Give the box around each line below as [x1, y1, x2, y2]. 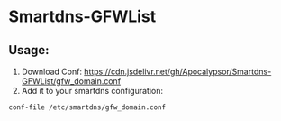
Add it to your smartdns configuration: [21, 86, 164, 96]
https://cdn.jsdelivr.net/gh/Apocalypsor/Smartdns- [84, 66, 272, 77]
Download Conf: [21, 66, 83, 77]
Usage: [8, 42, 50, 58]
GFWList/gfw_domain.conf [21, 76, 122, 87]
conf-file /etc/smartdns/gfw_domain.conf [8, 103, 167, 112]
